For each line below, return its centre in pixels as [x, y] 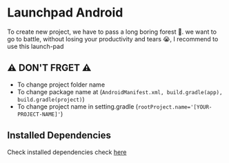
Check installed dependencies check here [67, 152]
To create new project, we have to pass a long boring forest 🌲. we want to [112, 32]
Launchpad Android [65, 13]
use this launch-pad [36, 46]
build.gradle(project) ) [51, 99]
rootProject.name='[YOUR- [175, 107]
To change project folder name [61, 85]
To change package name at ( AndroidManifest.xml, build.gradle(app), [120, 91]
